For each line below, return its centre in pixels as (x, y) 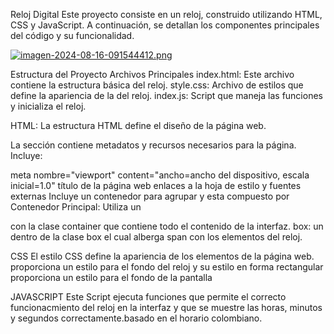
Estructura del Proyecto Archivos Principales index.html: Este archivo (152, 74)
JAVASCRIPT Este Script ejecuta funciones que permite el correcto (148, 297)
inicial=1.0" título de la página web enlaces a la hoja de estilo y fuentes (156, 185)
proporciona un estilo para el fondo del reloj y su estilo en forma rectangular (167, 267)
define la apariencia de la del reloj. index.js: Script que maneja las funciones (166, 95)
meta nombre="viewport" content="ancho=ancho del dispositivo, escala (160, 175)
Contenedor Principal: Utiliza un (76, 207)
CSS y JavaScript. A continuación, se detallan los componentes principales (165, 25)
